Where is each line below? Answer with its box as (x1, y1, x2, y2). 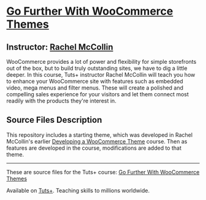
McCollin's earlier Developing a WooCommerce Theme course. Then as (6, 137, 188, 145)
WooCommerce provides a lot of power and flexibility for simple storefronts (6, 58, 197, 65)
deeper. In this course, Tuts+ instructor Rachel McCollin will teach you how (6, 71, 196, 78)
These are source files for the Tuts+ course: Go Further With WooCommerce (6, 168, 200, 175)
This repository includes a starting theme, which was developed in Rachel (6, 131, 193, 139)
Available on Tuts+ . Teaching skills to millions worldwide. (6, 187, 150, 194)
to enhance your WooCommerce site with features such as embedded (6, 78, 183, 85)
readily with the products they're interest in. (6, 97, 116, 104)
